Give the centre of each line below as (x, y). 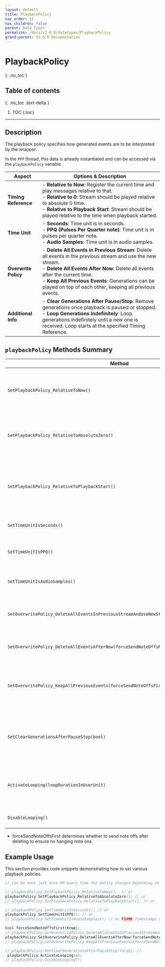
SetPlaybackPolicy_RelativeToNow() (49, 391)
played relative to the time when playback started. (100, 216)
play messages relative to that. (78, 191)
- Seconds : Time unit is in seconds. (84, 223)
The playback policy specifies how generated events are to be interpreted (80, 144)
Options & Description (100, 177)
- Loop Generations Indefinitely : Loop (87, 314)
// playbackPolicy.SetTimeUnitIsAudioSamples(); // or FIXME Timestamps (81, 919)
